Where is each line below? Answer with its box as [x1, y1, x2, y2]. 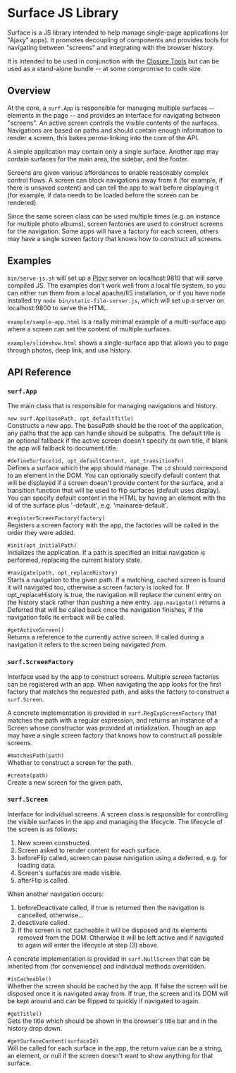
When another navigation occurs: [7, 890, 104, 898]
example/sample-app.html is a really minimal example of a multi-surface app [7, 317, 227, 326]
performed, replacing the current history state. [7, 556, 142, 565]
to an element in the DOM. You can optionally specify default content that [7, 471, 221, 480]
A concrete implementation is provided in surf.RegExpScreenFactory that [7, 709, 217, 717]
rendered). [7, 198, 39, 207]
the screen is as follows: [7, 825, 77, 833]
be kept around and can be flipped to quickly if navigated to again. [7, 996, 200, 1005]
